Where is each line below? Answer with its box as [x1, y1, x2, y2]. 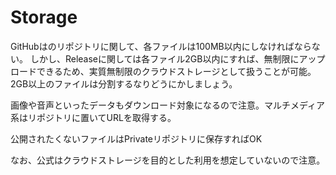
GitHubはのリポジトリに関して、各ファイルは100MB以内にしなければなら [10, 40, 312, 52]
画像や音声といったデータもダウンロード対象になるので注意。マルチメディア [10, 99, 326, 111]
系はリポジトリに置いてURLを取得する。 [10, 111, 177, 123]
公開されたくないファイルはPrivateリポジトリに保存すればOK [10, 132, 263, 145]
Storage [10, 6, 78, 29]
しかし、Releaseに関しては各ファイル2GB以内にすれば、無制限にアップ [29, 52, 326, 65]
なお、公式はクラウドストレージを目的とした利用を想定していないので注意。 [10, 154, 326, 166]
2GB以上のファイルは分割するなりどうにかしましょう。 [10, 77, 238, 90]
